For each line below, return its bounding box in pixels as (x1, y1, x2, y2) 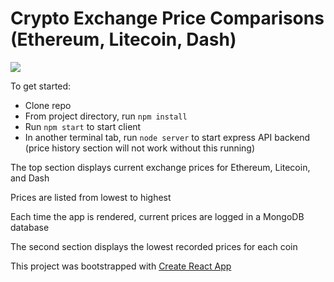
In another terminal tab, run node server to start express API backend (24, 131, 311, 143)
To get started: (10, 80, 72, 92)
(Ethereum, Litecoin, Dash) (10, 28, 237, 51)
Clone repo (24, 99, 72, 111)
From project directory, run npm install (24, 110, 188, 122)
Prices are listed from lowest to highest (10, 191, 172, 203)
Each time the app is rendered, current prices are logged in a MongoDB (10, 210, 305, 222)
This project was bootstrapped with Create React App (10, 260, 232, 272)
